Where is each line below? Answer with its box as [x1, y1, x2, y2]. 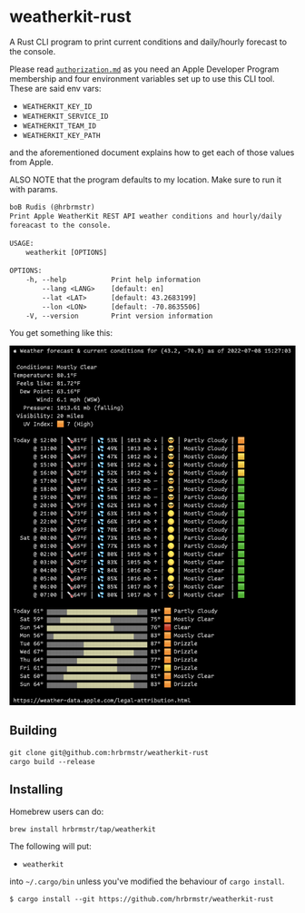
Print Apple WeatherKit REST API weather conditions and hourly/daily [9, 211, 282, 221]
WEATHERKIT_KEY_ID [22, 102, 93, 111]
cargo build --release [9, 757, 95, 766]
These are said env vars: [9, 83, 102, 93]
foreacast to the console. [9, 221, 112, 230]
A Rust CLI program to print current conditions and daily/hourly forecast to [9, 36, 288, 47]
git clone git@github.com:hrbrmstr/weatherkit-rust [9, 748, 209, 757]
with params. [9, 183, 59, 194]
